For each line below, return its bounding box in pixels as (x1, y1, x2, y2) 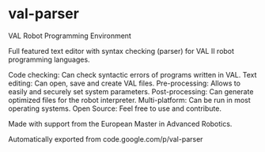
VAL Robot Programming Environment (8, 31, 132, 40)
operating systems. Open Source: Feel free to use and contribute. (8, 104, 221, 113)
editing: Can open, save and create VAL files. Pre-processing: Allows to (8, 78, 241, 88)
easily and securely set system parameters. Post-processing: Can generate (8, 86, 254, 96)
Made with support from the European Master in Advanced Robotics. (8, 119, 233, 128)
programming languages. (8, 55, 90, 64)
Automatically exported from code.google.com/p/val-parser (8, 134, 203, 143)
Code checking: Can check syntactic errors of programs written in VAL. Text (8, 70, 257, 79)
